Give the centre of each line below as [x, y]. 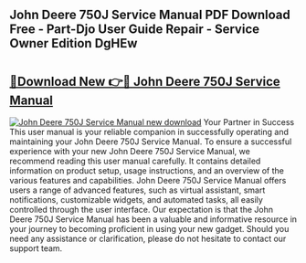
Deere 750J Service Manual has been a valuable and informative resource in [153, 219]
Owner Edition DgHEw [74, 43]
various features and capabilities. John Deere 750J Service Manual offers [148, 180]
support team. [36, 248]
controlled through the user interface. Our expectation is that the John [142, 210]
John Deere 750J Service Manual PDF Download [150, 15]
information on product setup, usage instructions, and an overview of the [147, 171]
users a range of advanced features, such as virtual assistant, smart [137, 190]
